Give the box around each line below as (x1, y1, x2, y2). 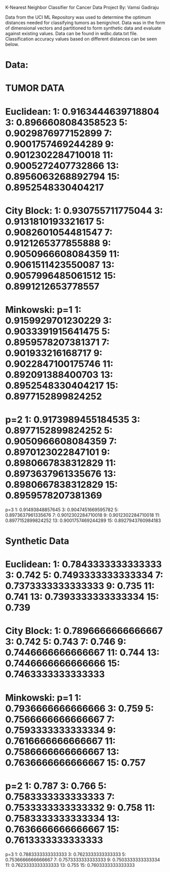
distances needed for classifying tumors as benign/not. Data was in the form (5, 20, 165, 25)
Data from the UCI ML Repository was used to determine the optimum (5, 14, 151, 20)
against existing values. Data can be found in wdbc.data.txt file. (5, 31, 138, 36)
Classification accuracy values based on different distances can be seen (5, 36, 157, 42)
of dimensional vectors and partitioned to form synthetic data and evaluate (5, 25, 161, 31)
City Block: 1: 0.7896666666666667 (5, 625, 163, 637)
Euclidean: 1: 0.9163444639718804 (5, 105, 160, 117)
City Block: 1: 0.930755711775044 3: (5, 205, 163, 216)
